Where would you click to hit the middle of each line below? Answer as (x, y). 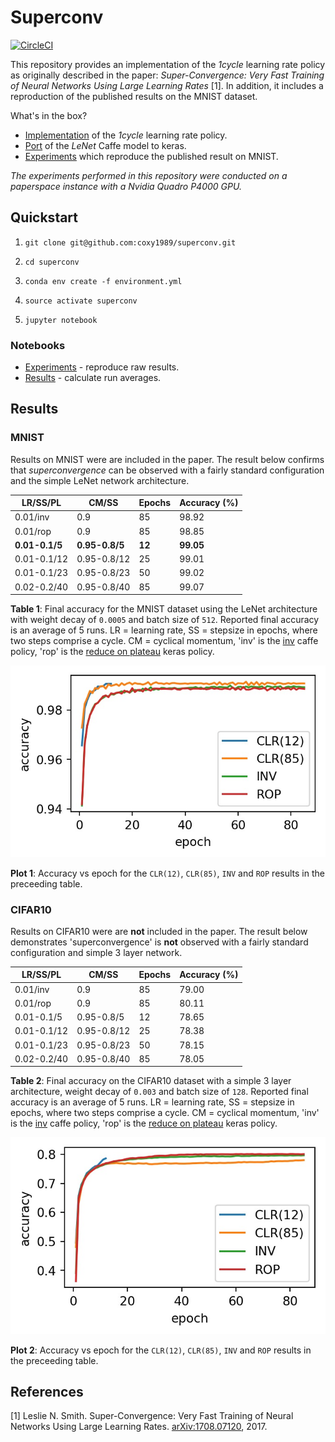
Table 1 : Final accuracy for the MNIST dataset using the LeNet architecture (164, 609)
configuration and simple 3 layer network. (96, 952)
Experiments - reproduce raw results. (102, 367)
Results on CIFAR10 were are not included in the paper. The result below (159, 931)
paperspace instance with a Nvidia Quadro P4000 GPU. (126, 186)
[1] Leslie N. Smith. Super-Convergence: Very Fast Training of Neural (152, 1416)
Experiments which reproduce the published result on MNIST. (151, 156)
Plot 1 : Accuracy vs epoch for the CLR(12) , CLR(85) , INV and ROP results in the (167, 873)
